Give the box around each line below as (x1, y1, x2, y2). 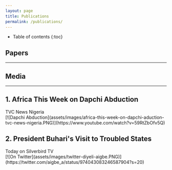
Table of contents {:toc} (12, 34, 63, 40)
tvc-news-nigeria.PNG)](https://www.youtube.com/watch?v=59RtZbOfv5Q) (5, 119, 165, 125)
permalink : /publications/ (5, 19, 63, 24)
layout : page (5, 8, 33, 13)
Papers (5, 49, 29, 57)
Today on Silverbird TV (5, 148, 54, 154)
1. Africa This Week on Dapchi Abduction (5, 95, 139, 104)
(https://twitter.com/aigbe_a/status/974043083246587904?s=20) (5, 159, 144, 165)
